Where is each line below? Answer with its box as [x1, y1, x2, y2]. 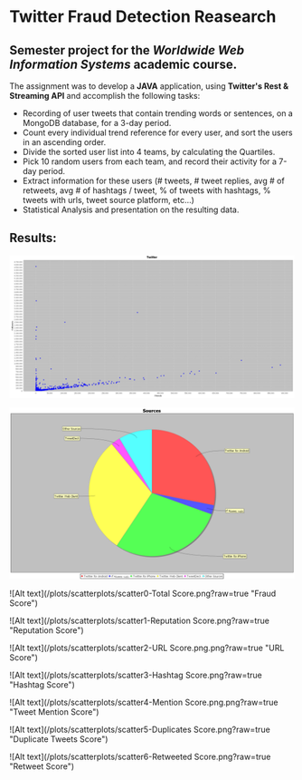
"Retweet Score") [9, 761, 75, 772]
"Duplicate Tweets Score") [9, 734, 109, 745]
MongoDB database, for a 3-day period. [22, 118, 172, 128]
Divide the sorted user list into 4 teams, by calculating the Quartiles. [22, 147, 276, 157]
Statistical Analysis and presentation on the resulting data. [22, 204, 240, 215]
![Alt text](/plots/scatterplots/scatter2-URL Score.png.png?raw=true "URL [9, 642, 285, 654]
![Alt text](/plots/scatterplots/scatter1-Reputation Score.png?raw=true [9, 615, 269, 627]
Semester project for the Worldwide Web [9, 43, 245, 58]
